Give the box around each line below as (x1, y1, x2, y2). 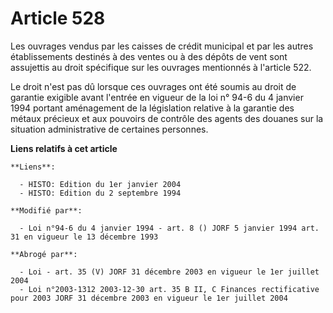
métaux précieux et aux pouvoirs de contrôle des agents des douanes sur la (10, 112, 324, 124)
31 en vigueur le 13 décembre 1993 (10, 232, 159, 242)
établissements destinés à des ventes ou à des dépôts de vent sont (10, 50, 288, 62)
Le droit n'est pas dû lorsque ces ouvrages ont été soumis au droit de (10, 80, 297, 92)
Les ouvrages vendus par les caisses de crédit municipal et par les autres (10, 40, 314, 52)
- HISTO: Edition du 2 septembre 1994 (19, 188, 182, 198)
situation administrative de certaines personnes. (10, 123, 209, 135)
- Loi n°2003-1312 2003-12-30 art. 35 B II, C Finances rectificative (19, 284, 320, 294)
